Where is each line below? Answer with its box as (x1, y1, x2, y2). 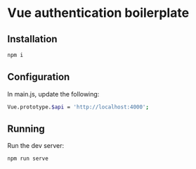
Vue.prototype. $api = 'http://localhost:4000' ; (7, 104, 150, 111)
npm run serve (7, 155, 49, 163)
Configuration (7, 71, 70, 83)
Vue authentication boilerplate (7, 5, 190, 21)
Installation (7, 33, 58, 45)
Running (7, 123, 46, 134)
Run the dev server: (7, 142, 65, 150)
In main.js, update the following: (7, 89, 100, 98)
